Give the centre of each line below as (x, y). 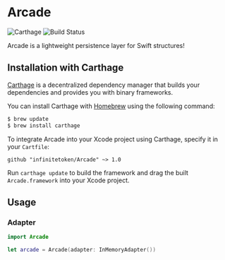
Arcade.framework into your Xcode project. (68, 180)
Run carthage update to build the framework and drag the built (98, 172)
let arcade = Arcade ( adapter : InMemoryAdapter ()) (82, 250)
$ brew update (28, 119)
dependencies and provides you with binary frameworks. (90, 92)
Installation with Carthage (66, 68)
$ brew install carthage (44, 125)
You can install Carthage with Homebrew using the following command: (111, 106)
